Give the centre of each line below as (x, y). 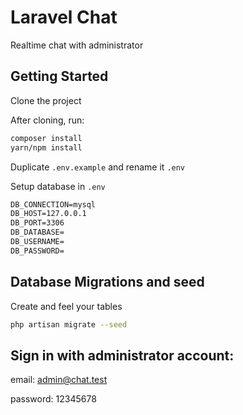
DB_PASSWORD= (37, 251)
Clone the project (46, 100)
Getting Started (59, 76)
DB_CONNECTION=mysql (53, 204)
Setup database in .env (58, 186)
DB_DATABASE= (37, 232)
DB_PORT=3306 (37, 223)
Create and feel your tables (66, 306)
